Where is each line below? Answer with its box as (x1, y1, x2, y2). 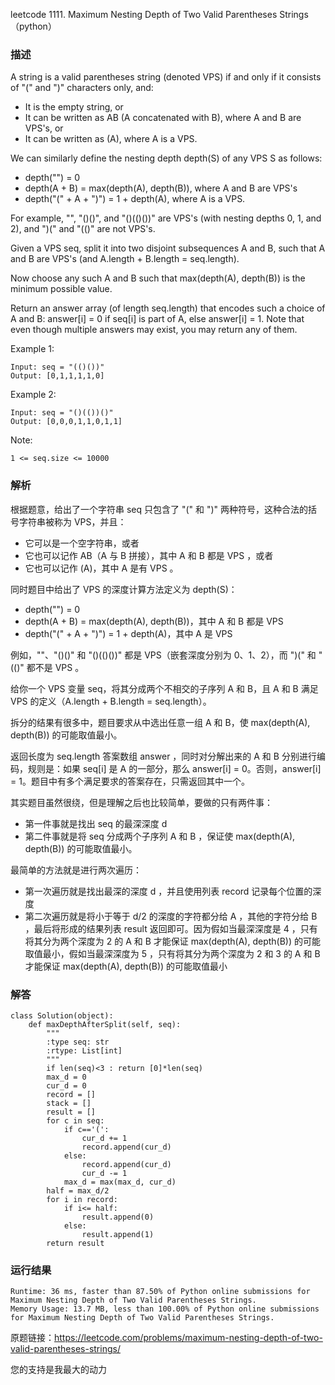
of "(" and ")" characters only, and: (10, 82, 154, 94)
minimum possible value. (10, 283, 113, 295)
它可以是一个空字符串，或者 (24, 537, 140, 549)
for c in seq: (46, 1115, 105, 1126)
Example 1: (10, 343, 55, 355)
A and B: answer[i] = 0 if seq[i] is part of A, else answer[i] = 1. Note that (10, 313, 305, 325)
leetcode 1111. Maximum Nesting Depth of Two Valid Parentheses (10, 9, 278, 20)
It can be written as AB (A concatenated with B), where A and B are (24, 112, 302, 124)
